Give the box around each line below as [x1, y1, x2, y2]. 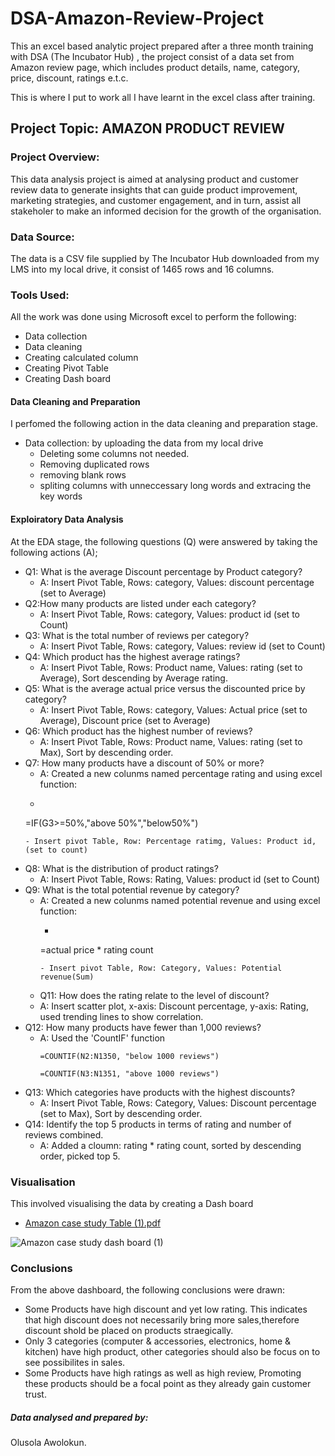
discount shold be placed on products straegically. [24, 1325, 234, 1337]
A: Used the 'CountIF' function [39, 1032, 166, 1044]
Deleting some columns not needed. [39, 448, 190, 460]
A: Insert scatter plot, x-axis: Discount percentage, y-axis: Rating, [39, 1000, 309, 1012]
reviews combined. [24, 1128, 104, 1141]
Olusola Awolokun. [10, 1437, 87, 1449]
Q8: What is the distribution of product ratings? [24, 862, 219, 874]
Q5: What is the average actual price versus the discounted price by [24, 682, 306, 694]
